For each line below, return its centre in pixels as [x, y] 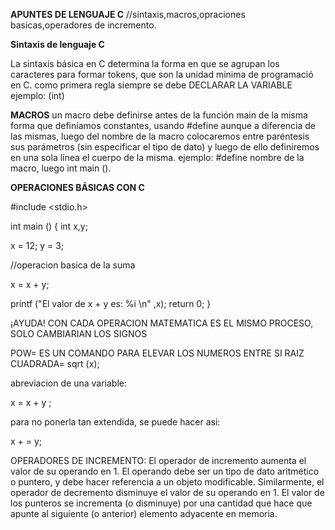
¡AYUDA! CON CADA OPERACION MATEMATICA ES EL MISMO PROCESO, [162, 323]
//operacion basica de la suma [73, 265]
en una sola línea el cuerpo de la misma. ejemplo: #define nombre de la [157, 157]
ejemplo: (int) [37, 95]
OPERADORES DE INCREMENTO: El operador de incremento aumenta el [158, 460]
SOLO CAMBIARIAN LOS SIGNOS [79, 333]
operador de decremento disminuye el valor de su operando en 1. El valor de [167, 492]
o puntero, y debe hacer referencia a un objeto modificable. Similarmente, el [167, 482]
